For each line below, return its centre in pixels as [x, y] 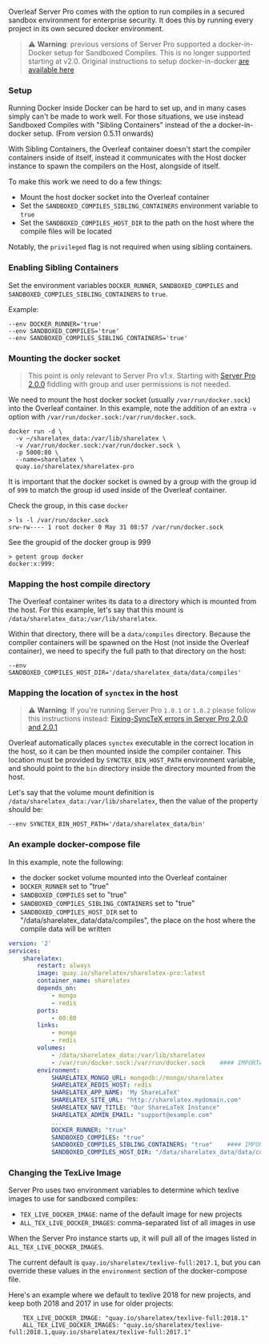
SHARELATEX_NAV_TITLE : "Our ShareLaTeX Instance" [135, 1108]
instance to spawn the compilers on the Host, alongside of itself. [114, 166]
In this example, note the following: [66, 862]
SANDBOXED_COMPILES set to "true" [73, 895]
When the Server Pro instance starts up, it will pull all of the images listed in [132, 1238]
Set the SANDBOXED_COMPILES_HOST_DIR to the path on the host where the [137, 223]
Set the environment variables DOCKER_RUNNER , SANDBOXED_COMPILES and [123, 285]
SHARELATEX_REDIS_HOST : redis [101, 1085]
